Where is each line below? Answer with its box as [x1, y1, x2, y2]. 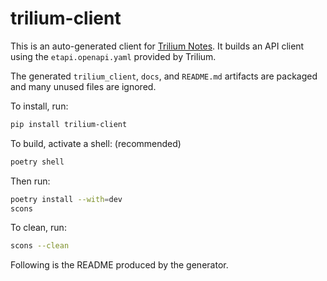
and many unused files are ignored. [10, 80, 157, 92]
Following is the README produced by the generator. [10, 259, 229, 271]
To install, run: [10, 100, 69, 112]
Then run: [10, 175, 51, 187]
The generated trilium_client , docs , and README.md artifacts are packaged [10, 70, 318, 82]
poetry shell [10, 157, 65, 167]
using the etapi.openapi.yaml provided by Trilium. [10, 50, 217, 62]
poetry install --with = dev [10, 194, 123, 204]
